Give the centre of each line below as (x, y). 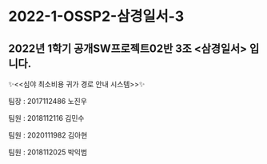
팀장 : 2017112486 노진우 (48, 101)
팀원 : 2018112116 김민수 (46, 118)
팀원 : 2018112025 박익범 (48, 152)
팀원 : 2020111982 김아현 (48, 135)
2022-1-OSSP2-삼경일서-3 (96, 16)
